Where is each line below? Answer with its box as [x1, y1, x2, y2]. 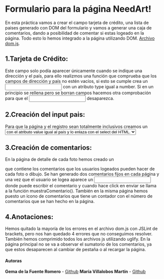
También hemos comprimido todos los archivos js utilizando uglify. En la [5, 236, 151, 242]
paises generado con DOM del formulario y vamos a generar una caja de [5, 25, 152, 30]
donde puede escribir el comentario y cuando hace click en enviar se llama [5, 183, 157, 189]
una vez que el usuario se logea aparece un [5, 177, 94, 182]
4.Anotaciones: [5, 212, 54, 221]
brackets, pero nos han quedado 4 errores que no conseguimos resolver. [5, 231, 153, 237]
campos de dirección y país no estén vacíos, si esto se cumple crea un [5, 78, 148, 84]
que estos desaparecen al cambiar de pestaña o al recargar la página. [5, 247, 146, 253]
